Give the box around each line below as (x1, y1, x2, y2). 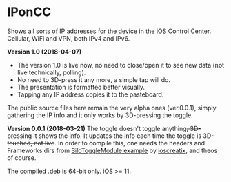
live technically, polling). (17, 68, 86, 77)
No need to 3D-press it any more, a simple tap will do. (17, 75, 171, 83)
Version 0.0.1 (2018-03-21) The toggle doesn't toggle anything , (7, 124, 189, 132)
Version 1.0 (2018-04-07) (7, 48, 82, 56)
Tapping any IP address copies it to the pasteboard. (17, 90, 164, 99)
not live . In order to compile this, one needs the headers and (34, 139, 205, 147)
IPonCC (7, 4, 52, 20)
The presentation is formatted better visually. (17, 83, 145, 91)
